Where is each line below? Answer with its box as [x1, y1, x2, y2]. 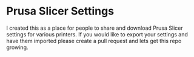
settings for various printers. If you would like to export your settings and [6, 30, 188, 38]
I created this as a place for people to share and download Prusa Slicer [6, 24, 183, 32]
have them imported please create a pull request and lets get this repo [6, 37, 182, 44]
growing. [6, 44, 28, 51]
